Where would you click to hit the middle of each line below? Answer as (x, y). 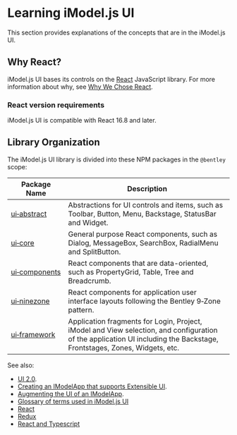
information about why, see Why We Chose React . (80, 87)
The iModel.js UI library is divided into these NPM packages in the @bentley (116, 159)
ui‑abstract (29, 214)
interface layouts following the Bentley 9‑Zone (144, 301)
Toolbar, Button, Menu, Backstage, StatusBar (142, 214)
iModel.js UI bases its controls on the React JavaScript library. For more (111, 79)
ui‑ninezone (30, 301)
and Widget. (88, 222)
